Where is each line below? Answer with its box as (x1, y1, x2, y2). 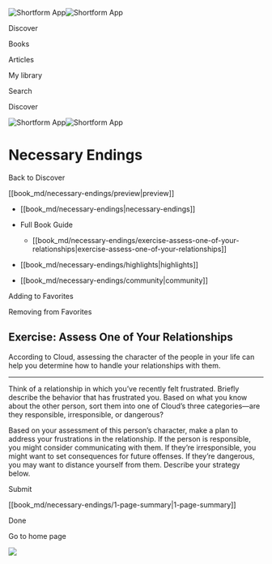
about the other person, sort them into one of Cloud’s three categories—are (8, 401, 261, 411)
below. (8, 468, 31, 478)
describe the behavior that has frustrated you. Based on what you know (8, 392, 248, 402)
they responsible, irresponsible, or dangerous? (8, 409, 164, 419)
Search (8, 86, 32, 96)
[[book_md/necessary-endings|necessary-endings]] (19, 203, 196, 214)
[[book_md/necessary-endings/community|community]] (19, 276, 209, 285)
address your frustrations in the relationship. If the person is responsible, (8, 434, 251, 443)
